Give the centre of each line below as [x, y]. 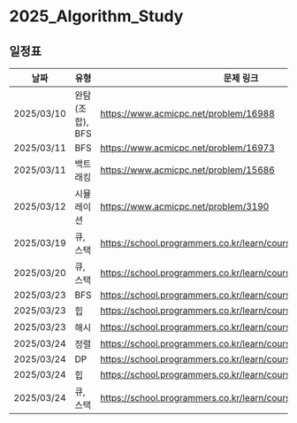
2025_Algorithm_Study [96, 16]
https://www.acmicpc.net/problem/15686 [188, 170]
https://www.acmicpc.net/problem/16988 [188, 114]
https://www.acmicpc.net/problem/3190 [185, 207]
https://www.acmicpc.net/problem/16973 [188, 148]
